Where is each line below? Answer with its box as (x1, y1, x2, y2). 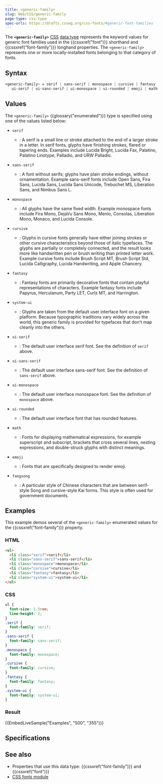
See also (5, 750, 32, 759)
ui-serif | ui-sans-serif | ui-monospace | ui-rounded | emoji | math (11, 86, 158, 91)
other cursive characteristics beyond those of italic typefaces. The (19, 240, 153, 246)
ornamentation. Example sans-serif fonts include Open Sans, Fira (19, 176, 150, 182)
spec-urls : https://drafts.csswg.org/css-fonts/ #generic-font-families (5, 20, 153, 26)
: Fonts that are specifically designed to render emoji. (19, 463, 127, 469)
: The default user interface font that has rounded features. (19, 415, 138, 421)
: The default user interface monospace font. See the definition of (19, 391, 151, 397)
